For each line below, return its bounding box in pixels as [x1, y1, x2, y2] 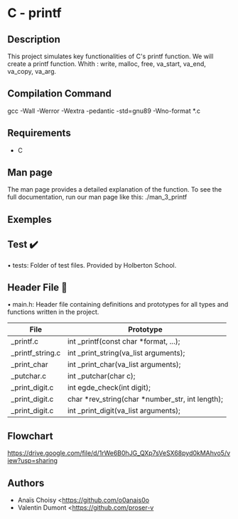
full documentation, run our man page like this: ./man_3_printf [7, 193, 188, 202]
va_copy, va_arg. [7, 67, 57, 75]
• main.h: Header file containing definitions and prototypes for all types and [7, 300, 229, 309]
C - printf [7, 5, 62, 21]
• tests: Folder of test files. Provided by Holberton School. [7, 261, 177, 269]
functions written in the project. [7, 307, 99, 317]
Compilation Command [7, 87, 112, 100]
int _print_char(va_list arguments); [67, 360, 181, 370]
